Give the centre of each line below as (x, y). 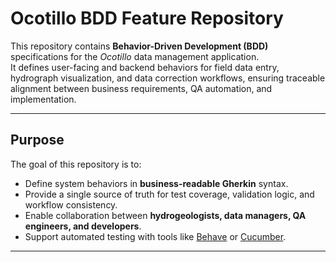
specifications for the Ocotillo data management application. (135, 56)
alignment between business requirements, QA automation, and (141, 88)
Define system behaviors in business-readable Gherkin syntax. (156, 183)
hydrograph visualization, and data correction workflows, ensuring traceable (168, 78)
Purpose (37, 140)
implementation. (43, 99)
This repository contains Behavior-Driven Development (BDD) (139, 46)
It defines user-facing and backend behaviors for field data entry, (145, 67)
